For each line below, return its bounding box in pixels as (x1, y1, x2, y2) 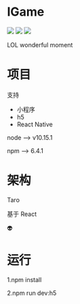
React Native (16, 120, 53, 128)
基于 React (7, 210, 37, 218)
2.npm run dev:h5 (7, 288, 57, 297)
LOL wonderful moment (7, 40, 73, 49)
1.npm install (7, 275, 42, 284)
